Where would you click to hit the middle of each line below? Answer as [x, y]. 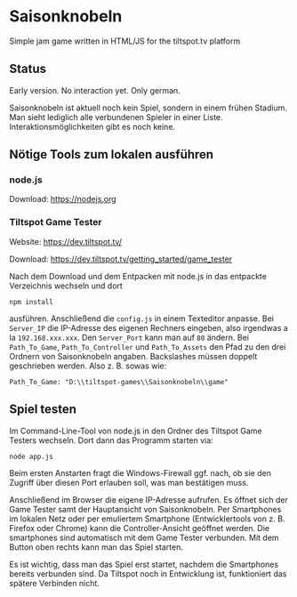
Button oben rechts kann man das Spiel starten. [96, 547]
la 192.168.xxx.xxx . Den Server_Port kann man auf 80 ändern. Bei [129, 337]
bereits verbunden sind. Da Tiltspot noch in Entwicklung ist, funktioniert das [148, 573]
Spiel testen [43, 410]
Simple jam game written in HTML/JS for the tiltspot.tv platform [125, 41]
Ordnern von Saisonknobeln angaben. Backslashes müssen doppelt [133, 356]
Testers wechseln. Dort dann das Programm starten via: [111, 440]
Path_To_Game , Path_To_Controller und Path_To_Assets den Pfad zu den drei [148, 347]
